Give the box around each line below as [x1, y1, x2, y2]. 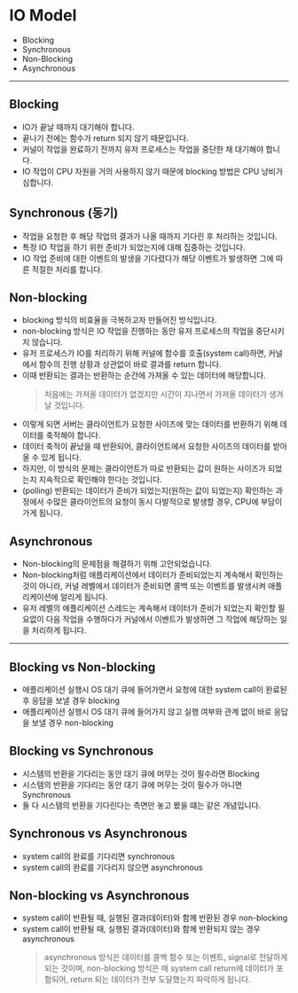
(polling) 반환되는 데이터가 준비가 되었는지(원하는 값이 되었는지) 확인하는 [21, 485, 274, 496]
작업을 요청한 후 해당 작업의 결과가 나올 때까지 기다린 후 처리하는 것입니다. [21, 231, 278, 241]
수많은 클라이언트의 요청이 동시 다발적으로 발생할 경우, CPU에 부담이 [45, 496, 283, 507]
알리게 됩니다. [60, 591, 108, 603]
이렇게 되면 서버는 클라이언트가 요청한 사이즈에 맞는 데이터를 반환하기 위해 [21, 418, 278, 430]
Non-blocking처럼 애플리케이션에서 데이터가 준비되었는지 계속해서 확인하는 [21, 569, 284, 581]
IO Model [9, 5, 77, 26]
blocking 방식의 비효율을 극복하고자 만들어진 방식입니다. [21, 315, 217, 325]
